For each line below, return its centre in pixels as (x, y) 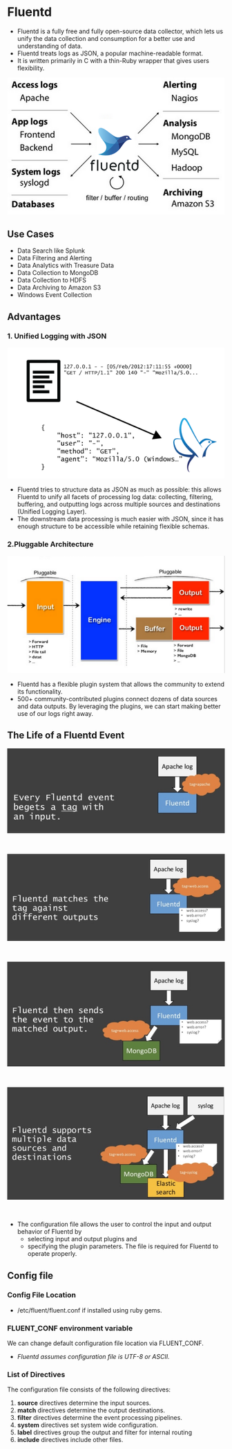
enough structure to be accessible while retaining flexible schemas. (113, 526)
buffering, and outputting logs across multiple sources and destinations (119, 504)
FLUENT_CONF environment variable (70, 1328)
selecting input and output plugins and (82, 1239)
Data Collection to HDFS (51, 280)
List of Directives (36, 1375)
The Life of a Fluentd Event (66, 736)
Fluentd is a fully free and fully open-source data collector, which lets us (120, 31)
